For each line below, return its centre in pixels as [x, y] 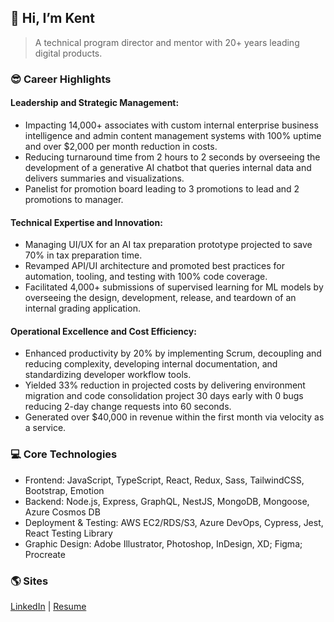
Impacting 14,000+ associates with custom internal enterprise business [171, 125]
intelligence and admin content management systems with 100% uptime [173, 135]
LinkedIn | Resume [48, 606]
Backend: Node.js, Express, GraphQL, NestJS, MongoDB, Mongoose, [167, 501]
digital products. [68, 53]
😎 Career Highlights [61, 79]
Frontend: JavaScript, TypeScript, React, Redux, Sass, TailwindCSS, [164, 480]
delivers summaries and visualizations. [104, 178]
